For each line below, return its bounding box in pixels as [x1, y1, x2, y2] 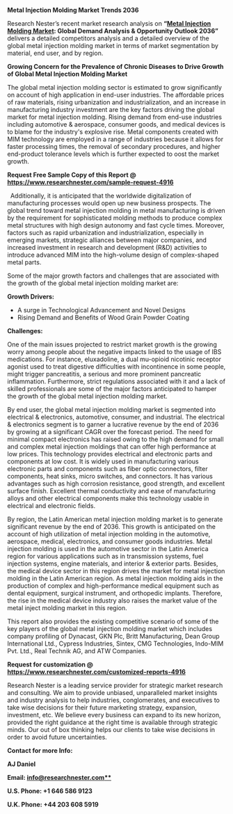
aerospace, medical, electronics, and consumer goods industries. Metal [7, 537, 213, 545]
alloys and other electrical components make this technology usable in [7, 494, 209, 502]
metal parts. [7, 258, 42, 266]
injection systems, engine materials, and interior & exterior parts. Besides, [7, 559, 218, 568]
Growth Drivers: [7, 292, 54, 301]
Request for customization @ [7, 660, 94, 669]
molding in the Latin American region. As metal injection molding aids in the [7, 574, 223, 582]
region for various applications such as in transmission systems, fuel [7, 552, 204, 560]
